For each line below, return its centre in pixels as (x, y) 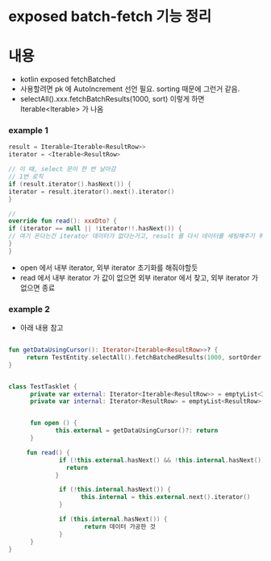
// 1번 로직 (26, 177)
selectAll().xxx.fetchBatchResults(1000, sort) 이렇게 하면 (112, 99)
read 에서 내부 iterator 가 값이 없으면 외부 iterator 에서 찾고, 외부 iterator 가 (139, 277)
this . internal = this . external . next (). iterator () (165, 497)
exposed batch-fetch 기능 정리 (110, 17)
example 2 (29, 309)
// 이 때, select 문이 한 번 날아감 (62, 169)
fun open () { (54, 423)
